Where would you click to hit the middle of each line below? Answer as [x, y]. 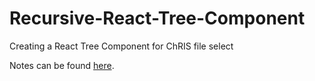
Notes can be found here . [62, 65]
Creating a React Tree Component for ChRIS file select [121, 46]
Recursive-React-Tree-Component [157, 18]
